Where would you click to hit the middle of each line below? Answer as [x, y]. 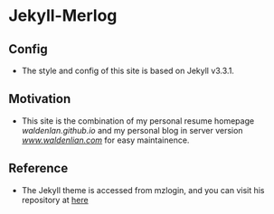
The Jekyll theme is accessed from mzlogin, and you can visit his [143, 190]
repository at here [55, 200]
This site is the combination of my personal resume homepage [138, 121]
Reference [38, 168]
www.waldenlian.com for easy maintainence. [105, 140]
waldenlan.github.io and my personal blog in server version [132, 130]
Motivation [40, 99]
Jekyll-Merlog [63, 16]
